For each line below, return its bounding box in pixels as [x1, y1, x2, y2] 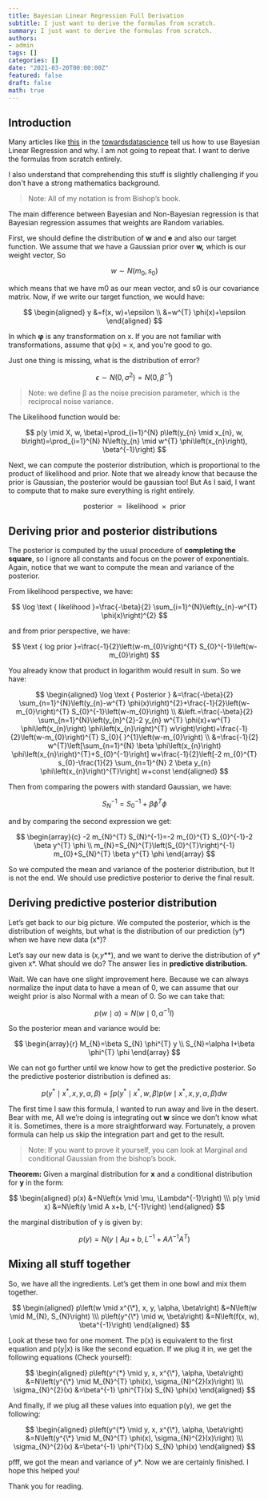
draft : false [8, 79, 52, 87]
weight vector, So [8, 250, 66, 261]
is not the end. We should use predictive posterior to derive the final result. [8, 873, 254, 883]
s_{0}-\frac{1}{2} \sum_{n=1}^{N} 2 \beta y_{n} [58, 758, 211, 768]
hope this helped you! [8, 1465, 80, 1475]
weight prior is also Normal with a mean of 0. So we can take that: [8, 991, 226, 1000]
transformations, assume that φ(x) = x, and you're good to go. [8, 340, 213, 349]
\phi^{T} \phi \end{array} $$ [87, 1048, 182, 1057]
